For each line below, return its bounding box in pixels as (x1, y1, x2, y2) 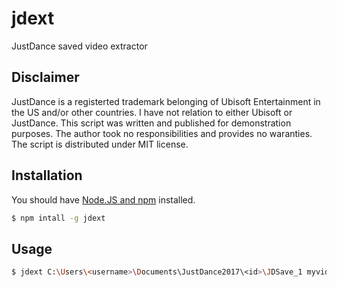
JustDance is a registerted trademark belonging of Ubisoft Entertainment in (11, 95, 321, 107)
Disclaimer (11, 69, 80, 86)
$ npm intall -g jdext (11, 213, 106, 223)
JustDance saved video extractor (11, 40, 148, 52)
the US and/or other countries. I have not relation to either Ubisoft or (11, 106, 293, 118)
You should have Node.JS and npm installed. (11, 193, 196, 206)
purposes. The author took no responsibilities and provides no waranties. (11, 127, 313, 139)
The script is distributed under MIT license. (11, 138, 189, 150)
